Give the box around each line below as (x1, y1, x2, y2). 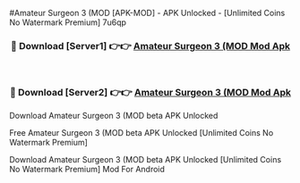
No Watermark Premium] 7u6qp (9, 17, 127, 28)
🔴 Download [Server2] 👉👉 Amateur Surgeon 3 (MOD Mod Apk (9, 87, 292, 99)
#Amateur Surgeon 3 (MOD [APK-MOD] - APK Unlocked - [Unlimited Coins (9, 8, 286, 18)
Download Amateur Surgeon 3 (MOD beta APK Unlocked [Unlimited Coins (9, 154, 282, 164)
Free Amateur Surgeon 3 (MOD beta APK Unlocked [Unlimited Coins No (9, 127, 274, 137)
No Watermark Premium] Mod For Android (9, 163, 166, 174)
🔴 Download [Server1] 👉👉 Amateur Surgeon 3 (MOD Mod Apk (10, 39, 291, 52)
